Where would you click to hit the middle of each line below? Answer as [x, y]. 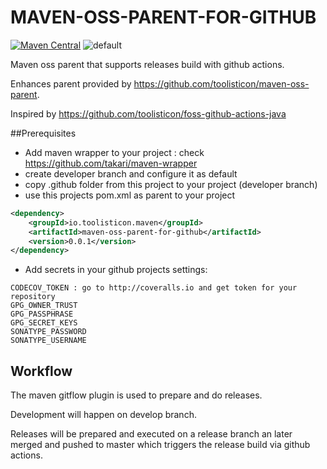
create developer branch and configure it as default [131, 173]
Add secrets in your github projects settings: [116, 270]
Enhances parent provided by [71, 83]
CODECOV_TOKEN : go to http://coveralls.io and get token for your [154, 288]
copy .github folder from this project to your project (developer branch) [171, 184]
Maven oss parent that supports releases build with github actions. [147, 64]
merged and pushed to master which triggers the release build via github [160, 445]
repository [33, 297]
